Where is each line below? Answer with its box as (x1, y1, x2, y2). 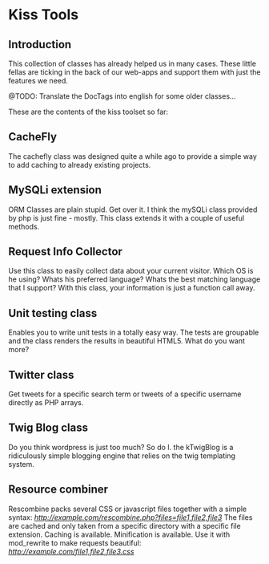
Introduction (8, 38, 72, 51)
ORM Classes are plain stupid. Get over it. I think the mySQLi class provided (8, 205, 258, 214)
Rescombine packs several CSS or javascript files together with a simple (8, 504, 247, 513)
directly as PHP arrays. (8, 398, 84, 408)
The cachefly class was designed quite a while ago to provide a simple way (8, 151, 258, 161)
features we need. (8, 76, 68, 85)
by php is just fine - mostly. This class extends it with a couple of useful (8, 213, 245, 222)
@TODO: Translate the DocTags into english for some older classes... (8, 91, 236, 101)
